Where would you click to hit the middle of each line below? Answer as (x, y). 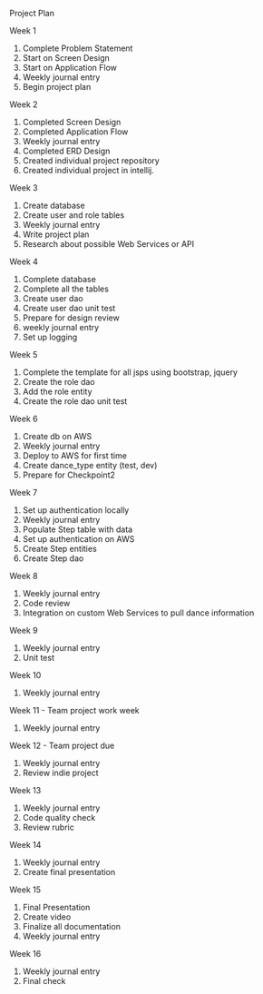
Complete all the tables (65, 289)
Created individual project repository (91, 161)
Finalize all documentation (71, 926)
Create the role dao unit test (75, 401)
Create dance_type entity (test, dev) (90, 465)
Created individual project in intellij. (88, 170)
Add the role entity (57, 391)
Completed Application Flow (75, 132)
